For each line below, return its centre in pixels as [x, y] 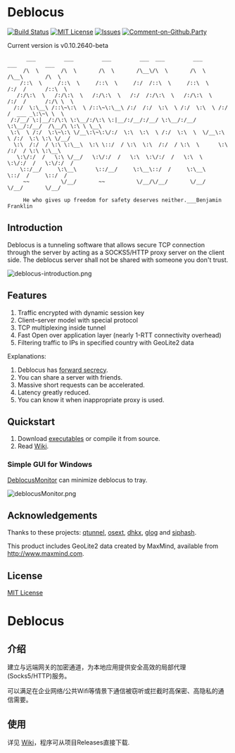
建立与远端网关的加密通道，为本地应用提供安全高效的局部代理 [97, 667]
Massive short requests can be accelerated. [81, 385]
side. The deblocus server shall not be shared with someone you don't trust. [118, 260]
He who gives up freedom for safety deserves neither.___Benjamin [122, 200]
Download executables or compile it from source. [89, 439]
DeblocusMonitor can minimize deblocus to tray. [77, 480]
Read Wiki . [33, 446]
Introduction [35, 228]
